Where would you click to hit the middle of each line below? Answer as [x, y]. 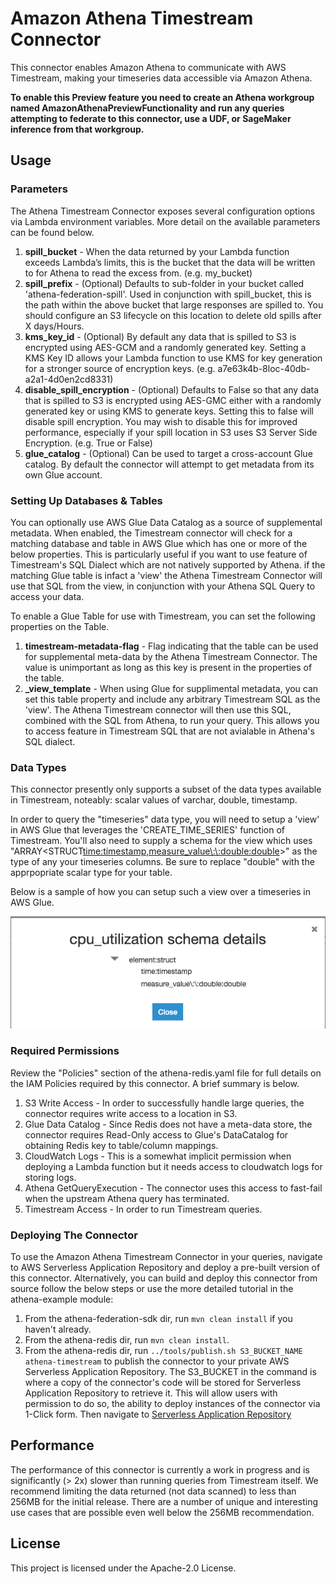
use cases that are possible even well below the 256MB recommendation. [162, 1512]
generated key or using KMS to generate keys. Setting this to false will [169, 411]
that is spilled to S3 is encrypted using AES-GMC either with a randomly [173, 400]
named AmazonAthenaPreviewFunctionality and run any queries [147, 108]
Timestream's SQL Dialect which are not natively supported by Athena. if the [168, 564]
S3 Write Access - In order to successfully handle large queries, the [164, 1103]
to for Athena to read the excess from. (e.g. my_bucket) [138, 273]
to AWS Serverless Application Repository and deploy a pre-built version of [165, 1267]
